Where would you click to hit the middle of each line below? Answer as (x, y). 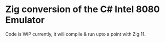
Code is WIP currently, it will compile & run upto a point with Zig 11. (76, 34)
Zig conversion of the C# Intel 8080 (82, 9)
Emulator (25, 20)
